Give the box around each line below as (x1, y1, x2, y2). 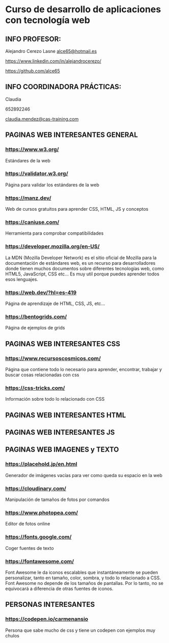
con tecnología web (5, 14, 91, 26)
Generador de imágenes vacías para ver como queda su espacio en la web (5, 472, 163, 478)
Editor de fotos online (5, 521, 50, 527)
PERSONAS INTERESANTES (5, 600, 95, 609)
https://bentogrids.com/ (5, 313, 67, 320)
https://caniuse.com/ (5, 219, 60, 226)
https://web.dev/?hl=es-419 (5, 289, 77, 296)
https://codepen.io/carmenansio (5, 616, 89, 623)
